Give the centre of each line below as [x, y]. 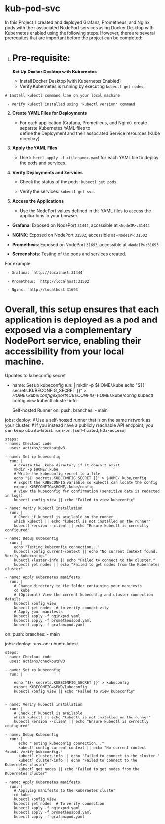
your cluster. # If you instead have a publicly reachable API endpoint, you [79, 425]
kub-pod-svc [33, 9]
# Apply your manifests [38, 612]
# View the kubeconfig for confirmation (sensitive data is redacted [87, 491]
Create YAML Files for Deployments [49, 113]
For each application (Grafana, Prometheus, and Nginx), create [83, 123]
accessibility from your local [65, 351]
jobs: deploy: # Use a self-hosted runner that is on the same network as [78, 420]
